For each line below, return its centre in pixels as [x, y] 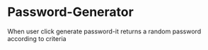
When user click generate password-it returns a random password [104, 31]
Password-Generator [71, 12]
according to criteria [37, 38]
